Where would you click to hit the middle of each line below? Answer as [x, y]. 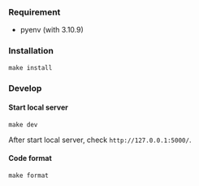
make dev [23, 124]
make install [30, 67]
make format [28, 175]
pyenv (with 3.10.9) [52, 30]
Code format [30, 158]
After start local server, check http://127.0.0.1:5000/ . [100, 140]
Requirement [35, 12]
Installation [31, 51]
